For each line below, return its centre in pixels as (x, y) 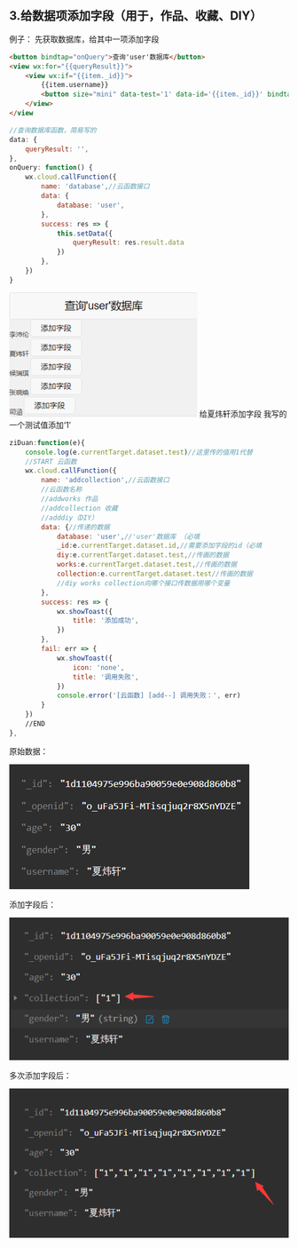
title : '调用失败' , (106, 677)
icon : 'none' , (98, 667)
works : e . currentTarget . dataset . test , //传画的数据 (147, 565)
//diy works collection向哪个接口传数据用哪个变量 (143, 583)
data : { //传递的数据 (76, 527)
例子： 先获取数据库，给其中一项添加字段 (84, 39)
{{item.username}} (75, 85)
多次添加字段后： (40, 1075)
